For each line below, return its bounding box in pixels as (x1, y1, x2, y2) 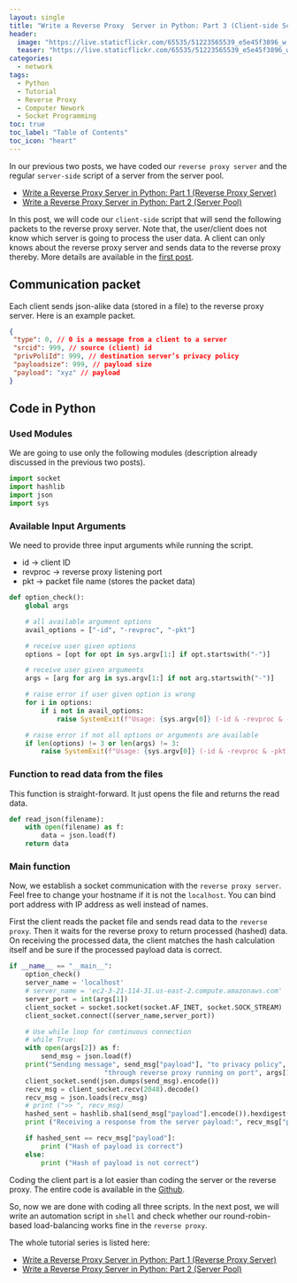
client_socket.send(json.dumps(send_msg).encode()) (25, 1077, 219, 1086)
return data (25, 839, 69, 848)
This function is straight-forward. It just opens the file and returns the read (9, 788, 280, 799)
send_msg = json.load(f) (41, 1052, 133, 1061)
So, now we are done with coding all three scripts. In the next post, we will (9, 1201, 280, 1211)
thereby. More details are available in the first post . (9, 251, 194, 262)
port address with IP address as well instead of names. (9, 900, 209, 910)
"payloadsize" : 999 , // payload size (12, 360, 152, 369)
